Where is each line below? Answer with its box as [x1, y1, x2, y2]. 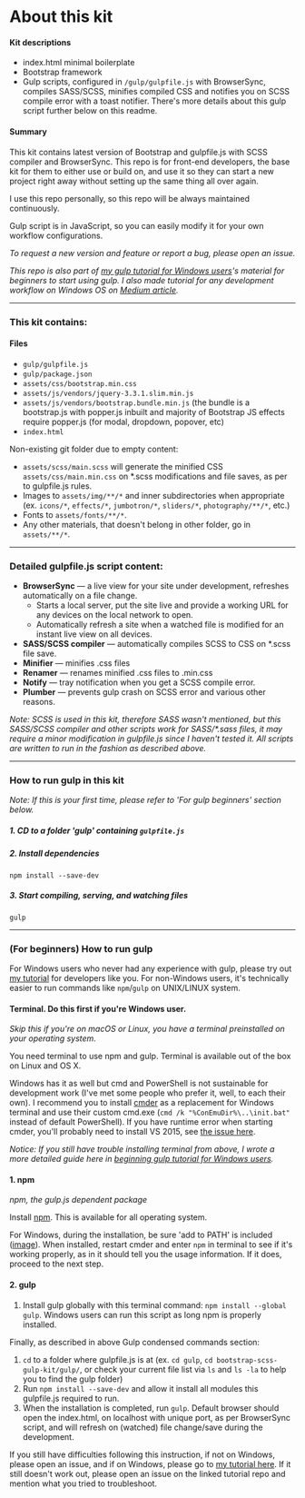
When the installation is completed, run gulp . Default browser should [22, 1402, 280, 1414]
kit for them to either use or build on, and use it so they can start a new [9, 165, 275, 176]
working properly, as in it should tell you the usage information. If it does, [9, 1249, 282, 1260]
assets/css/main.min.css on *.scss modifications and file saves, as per [22, 471, 288, 481]
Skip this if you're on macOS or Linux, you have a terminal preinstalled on [9, 1024, 286, 1035]
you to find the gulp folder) [22, 1374, 123, 1384]
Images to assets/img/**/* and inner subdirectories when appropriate [22, 490, 285, 501]
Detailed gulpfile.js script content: [9, 560, 163, 572]
